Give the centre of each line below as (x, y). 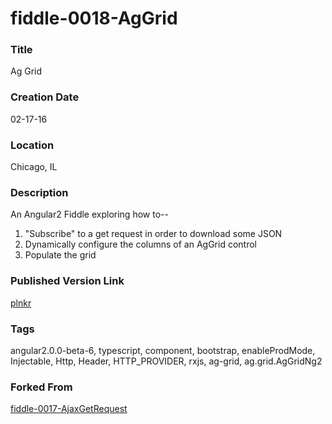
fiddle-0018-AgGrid (94, 18)
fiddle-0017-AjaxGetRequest (69, 409)
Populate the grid (60, 255)
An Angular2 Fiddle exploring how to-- (89, 214)
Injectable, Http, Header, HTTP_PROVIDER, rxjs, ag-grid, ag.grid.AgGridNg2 (166, 361)
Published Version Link (67, 281)
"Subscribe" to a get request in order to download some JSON (153, 234)
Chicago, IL (34, 167)
